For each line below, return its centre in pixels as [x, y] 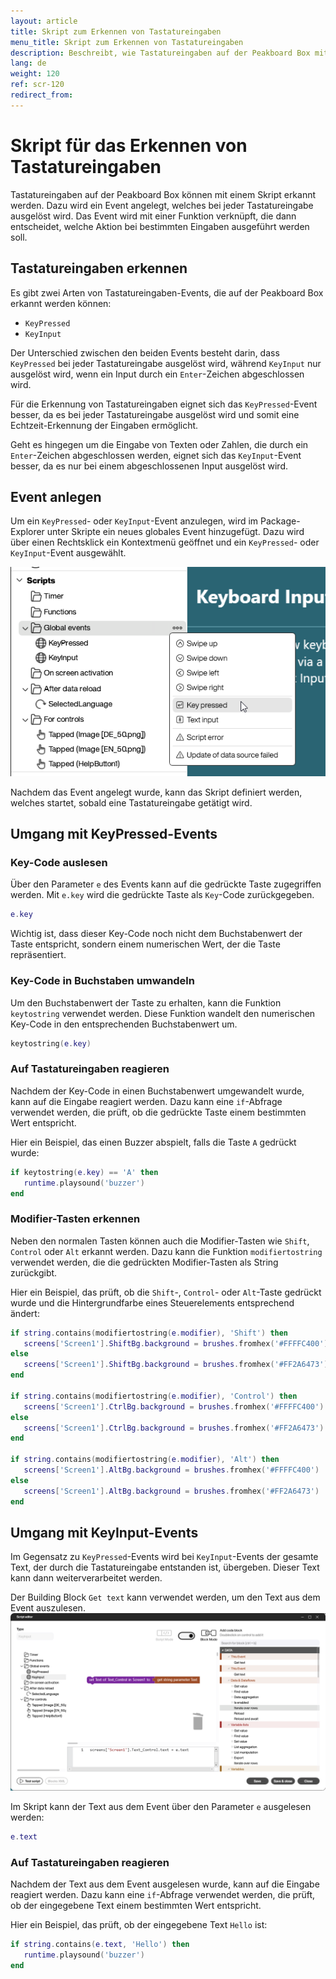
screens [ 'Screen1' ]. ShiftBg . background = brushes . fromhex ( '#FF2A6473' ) [176, 1365]
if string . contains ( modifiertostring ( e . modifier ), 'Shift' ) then [149, 1333]
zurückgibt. [34, 1272]
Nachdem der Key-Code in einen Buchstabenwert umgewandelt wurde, [157, 1091]
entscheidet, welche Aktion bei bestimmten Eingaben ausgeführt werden [160, 226]
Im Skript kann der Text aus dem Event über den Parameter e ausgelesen [161, 1806]
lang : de [28, 63]
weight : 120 [35, 74]
